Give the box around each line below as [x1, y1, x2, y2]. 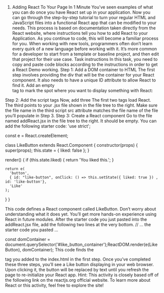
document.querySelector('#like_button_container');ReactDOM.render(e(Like [5, 241, 158, 247]
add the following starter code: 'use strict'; [5, 123, 91, 129]
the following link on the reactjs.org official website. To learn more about [5, 277, 151, 283]
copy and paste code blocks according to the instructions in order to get [12, 61, 158, 67]
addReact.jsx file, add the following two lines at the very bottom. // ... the [5, 222, 151, 227]
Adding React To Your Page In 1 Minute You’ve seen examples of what [12, 4, 153, 10]
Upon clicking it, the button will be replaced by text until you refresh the [5, 267, 149, 272]
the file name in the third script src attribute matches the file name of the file [5, 107, 159, 113]
